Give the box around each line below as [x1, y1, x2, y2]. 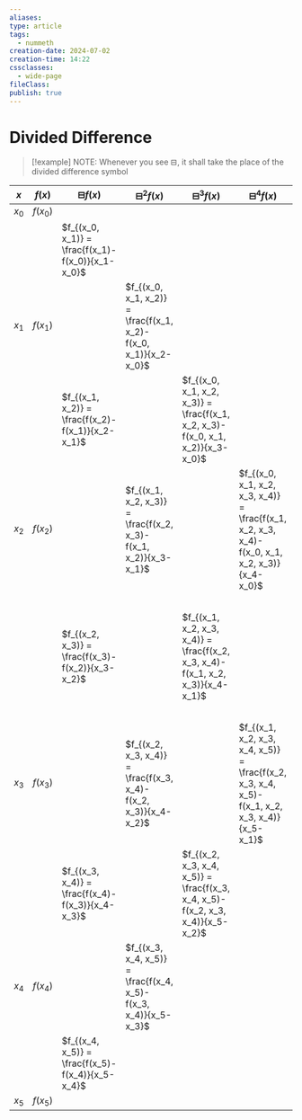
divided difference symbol [31, 166, 129, 177]
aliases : [9, 13, 42, 22]
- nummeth [17, 38, 54, 48]
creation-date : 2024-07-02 [9, 47, 111, 56]
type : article [9, 22, 63, 31]
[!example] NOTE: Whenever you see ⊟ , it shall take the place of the [31, 156, 285, 167]
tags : [9, 30, 30, 39]
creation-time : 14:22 [9, 55, 91, 64]
